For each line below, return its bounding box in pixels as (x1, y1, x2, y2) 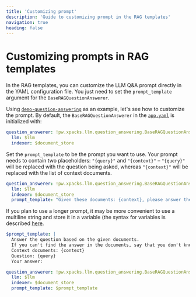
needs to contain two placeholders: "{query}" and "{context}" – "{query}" (6, 157, 185, 164)
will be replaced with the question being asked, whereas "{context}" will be (6, 163, 188, 170)
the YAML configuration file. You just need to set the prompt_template (6, 88, 172, 95)
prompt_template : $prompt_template (11, 285, 98, 291)
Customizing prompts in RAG (6, 50, 149, 63)
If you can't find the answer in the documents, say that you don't (11, 242, 181, 248)
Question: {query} (11, 253, 57, 259)
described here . (6, 220, 44, 227)
